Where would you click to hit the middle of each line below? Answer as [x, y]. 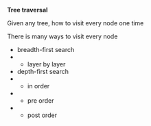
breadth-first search [46, 50]
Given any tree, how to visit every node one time [75, 23]
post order [42, 115]
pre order [40, 101]
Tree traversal [27, 10]
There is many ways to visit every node [62, 36]
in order [38, 86]
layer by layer [46, 64]
